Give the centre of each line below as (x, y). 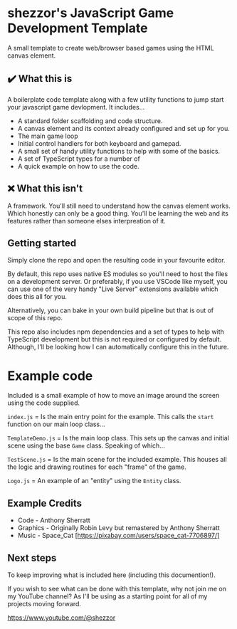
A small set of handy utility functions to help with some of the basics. (119, 151)
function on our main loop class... (56, 424)
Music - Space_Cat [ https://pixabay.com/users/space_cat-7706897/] (118, 536)
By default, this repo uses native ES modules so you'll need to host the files (118, 274)
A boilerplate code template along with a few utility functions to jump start (116, 99)
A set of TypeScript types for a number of (79, 159)
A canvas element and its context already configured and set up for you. (123, 128)
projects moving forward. (44, 603)
